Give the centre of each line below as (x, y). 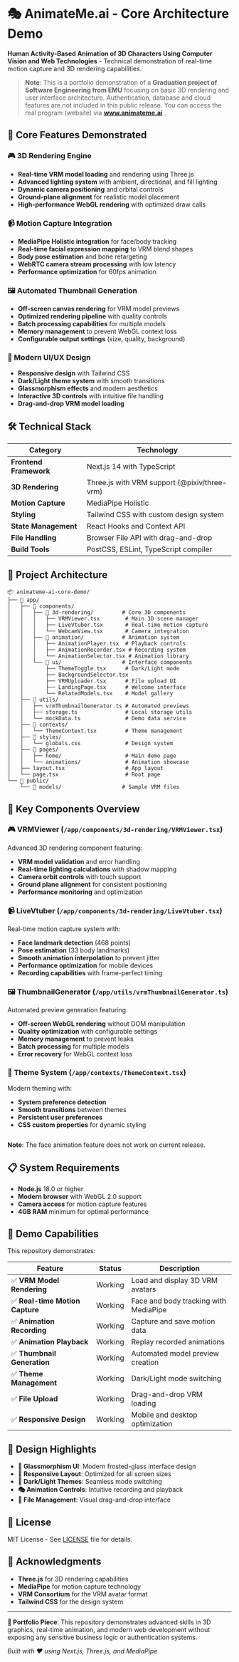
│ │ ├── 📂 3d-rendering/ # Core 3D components (97, 613)
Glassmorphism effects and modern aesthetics (87, 388)
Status (110, 1269)
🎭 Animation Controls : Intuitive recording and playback (100, 1490)
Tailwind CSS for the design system (70, 1601)
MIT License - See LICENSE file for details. (70, 1539)
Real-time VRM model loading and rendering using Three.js (106, 174)
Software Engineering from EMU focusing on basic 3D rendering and (127, 90)
